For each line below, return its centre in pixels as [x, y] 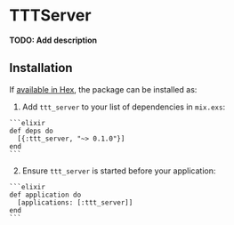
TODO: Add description [53, 40]
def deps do [31, 131]
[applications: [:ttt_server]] [75, 202]
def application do [45, 195]
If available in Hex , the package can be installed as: [103, 89]
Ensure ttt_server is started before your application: [119, 171]
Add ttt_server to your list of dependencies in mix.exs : [123, 107]
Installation [41, 68]
